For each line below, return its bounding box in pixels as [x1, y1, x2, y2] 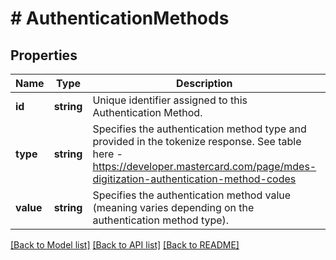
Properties [10, 47, 78, 64]
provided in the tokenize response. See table [92, 135, 302, 148]
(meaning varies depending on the [92, 201, 255, 214]
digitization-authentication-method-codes [92, 172, 297, 186]
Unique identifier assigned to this [92, 93, 248, 107]
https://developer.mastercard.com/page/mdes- [92, 160, 317, 173]
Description [176, 77, 233, 90]
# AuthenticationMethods [10, 7, 230, 30]
